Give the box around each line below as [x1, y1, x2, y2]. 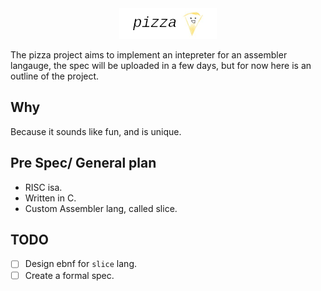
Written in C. [24, 192, 77, 204]
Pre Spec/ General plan [10, 155, 157, 172]
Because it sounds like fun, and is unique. [10, 125, 182, 137]
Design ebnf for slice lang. [24, 258, 138, 270]
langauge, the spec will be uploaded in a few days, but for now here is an [10, 60, 312, 71]
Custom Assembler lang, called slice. [24, 202, 178, 214]
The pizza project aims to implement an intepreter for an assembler [10, 49, 288, 61]
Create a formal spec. [24, 269, 115, 281]
